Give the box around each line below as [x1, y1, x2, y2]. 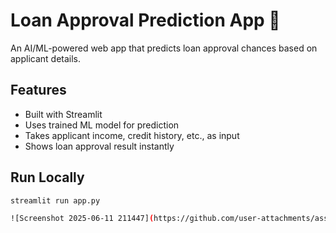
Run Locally [10, 169, 85, 186]
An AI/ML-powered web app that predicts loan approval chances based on [10, 42, 318, 54]
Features [10, 82, 67, 99]
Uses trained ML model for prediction [24, 119, 180, 131]
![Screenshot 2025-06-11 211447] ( [10, 214, 155, 224]
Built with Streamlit [24, 108, 103, 120]
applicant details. [10, 52, 82, 64]
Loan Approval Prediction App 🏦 [10, 9, 281, 32]
